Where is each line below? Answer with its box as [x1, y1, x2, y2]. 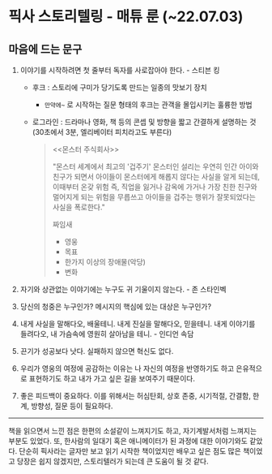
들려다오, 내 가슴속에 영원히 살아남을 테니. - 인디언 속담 [19, 330, 194, 338]
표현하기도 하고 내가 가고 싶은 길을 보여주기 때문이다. [28, 374, 196, 383]
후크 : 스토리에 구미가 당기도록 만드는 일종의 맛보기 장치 [32, 83, 208, 92]
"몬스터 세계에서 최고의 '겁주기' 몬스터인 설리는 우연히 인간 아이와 [52, 162, 259, 171]
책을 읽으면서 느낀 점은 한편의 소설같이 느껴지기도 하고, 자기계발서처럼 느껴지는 [8, 426, 257, 435]
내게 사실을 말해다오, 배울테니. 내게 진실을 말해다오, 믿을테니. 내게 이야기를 [19, 319, 256, 329]
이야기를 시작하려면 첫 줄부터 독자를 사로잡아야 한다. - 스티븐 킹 [19, 66, 220, 75]
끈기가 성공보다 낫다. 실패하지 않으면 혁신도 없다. [19, 347, 174, 355]
